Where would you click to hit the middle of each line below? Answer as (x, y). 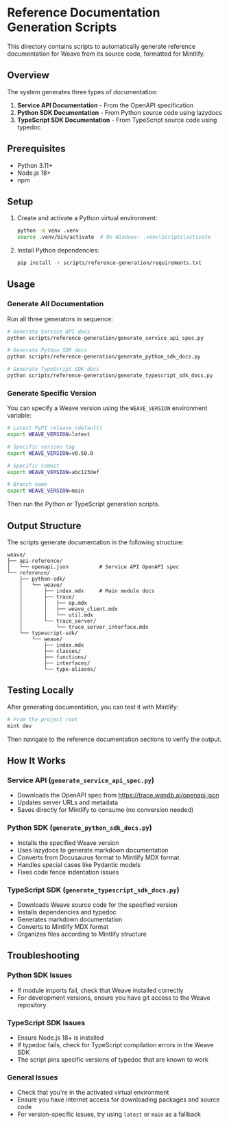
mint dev (20, 726)
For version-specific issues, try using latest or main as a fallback (109, 1114)
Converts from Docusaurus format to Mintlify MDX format (98, 857)
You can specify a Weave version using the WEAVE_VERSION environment (107, 408)
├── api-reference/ (35, 561)
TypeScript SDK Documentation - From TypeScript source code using (117, 120)
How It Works (37, 761)
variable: (20, 416)
